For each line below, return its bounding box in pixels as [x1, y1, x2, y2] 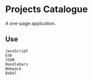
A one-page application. [5, 20, 56, 26]
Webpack [5, 66, 22, 71]
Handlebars [5, 62, 28, 67]
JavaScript [5, 48, 28, 54]
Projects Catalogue [5, 4, 88, 15]
